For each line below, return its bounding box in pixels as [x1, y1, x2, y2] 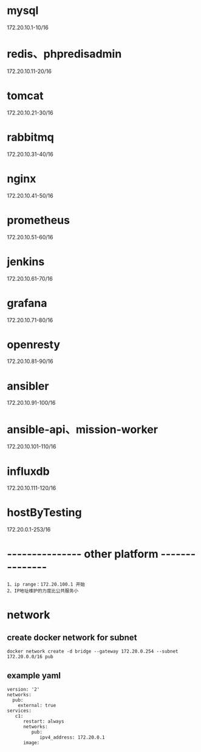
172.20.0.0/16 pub [7, 654, 53, 660]
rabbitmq [7, 130, 54, 144]
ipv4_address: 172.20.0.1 [39, 734, 105, 740]
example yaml [7, 670, 61, 681]
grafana [7, 296, 47, 310]
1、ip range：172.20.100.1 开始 [7, 582, 86, 588]
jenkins [7, 255, 45, 269]
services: [7, 708, 32, 714]
